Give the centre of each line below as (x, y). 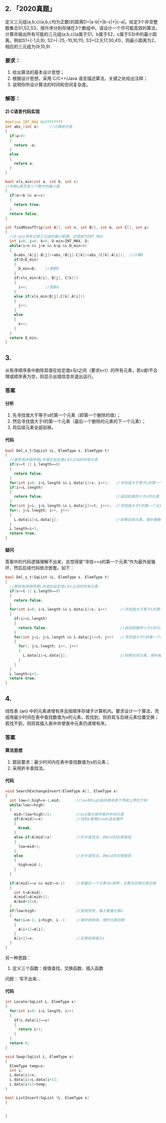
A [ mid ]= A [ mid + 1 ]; (32, 897)
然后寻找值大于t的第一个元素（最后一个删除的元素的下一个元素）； (79, 421)
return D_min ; (24, 338)
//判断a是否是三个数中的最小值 (33, 186)
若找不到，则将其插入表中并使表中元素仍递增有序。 (57, 723)
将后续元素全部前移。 (34, 427)
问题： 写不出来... (23, 979)
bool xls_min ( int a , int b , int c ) (42, 182)
